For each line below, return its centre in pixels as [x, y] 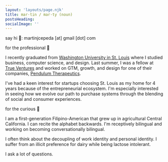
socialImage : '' [22, 24]
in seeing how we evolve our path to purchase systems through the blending [84, 94]
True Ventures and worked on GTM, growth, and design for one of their [79, 68]
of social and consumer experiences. [43, 99]
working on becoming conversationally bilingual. [55, 129]
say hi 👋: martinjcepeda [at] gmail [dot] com [51, 38]
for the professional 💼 [28, 48]
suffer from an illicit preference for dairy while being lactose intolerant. [78, 144]
